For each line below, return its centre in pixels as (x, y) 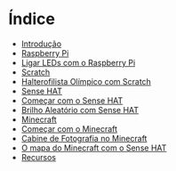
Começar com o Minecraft (69, 128)
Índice (32, 19)
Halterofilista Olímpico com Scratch (86, 81)
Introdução (41, 44)
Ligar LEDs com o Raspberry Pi (78, 62)
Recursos (39, 157)
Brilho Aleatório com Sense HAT (80, 110)
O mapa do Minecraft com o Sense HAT (94, 148)
